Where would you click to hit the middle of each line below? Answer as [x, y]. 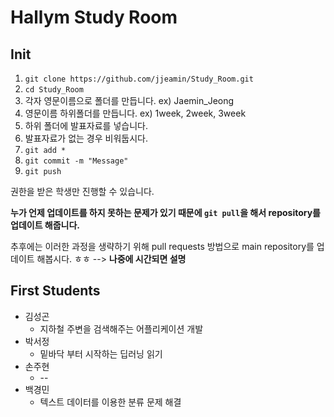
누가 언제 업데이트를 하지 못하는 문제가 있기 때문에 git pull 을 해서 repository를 [165, 212]
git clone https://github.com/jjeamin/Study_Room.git [139, 79]
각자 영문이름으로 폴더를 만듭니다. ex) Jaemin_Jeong [129, 100]
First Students [55, 291]
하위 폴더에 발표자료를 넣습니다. [86, 125]
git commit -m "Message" [76, 161]
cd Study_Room [54, 90]
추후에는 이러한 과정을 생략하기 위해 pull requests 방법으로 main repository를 [162, 246]
